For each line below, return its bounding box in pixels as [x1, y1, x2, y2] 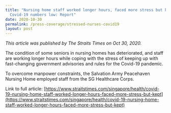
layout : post [5, 26, 33, 31]
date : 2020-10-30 [5, 17, 42, 22]
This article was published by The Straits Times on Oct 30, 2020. [5, 40, 142, 46]
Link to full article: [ [5, 86, 46, 92]
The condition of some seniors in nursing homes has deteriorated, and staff [5, 50, 164, 56]
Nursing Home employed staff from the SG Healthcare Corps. [5, 76, 134, 82]
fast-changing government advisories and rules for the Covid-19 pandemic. [5, 61, 164, 67]
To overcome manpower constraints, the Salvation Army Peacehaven [5, 70, 150, 77]
